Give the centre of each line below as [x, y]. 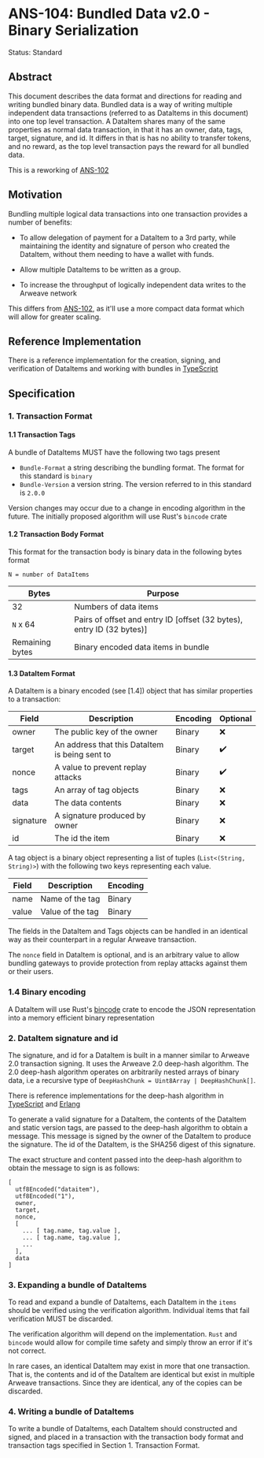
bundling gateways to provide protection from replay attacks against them [128, 963]
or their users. [31, 972]
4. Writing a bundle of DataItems [71, 1412]
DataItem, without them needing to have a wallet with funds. [117, 254]
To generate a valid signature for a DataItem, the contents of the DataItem [127, 1119]
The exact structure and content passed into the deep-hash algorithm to [125, 1159]
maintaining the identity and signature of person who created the [125, 246]
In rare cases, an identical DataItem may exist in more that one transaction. [129, 1366]
